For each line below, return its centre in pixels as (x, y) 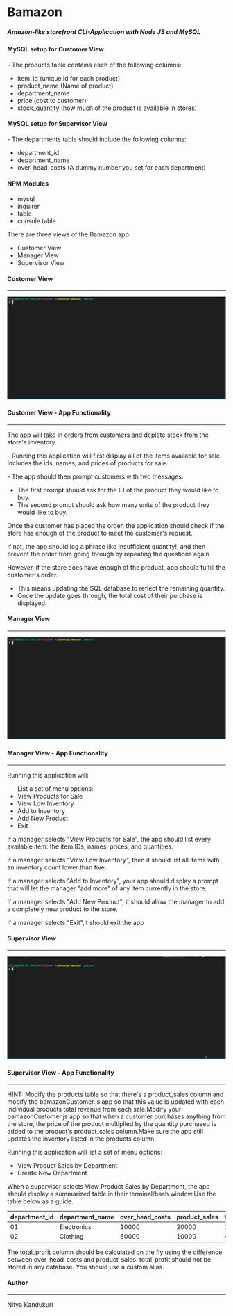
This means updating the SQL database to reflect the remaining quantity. (121, 588)
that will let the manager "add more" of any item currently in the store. (107, 888)
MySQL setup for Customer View (55, 49)
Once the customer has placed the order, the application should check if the (116, 525)
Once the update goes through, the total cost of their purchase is (110, 595)
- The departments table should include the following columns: (97, 139)
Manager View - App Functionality (58, 753)
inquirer (28, 207)
